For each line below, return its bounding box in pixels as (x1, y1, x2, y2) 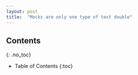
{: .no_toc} (6, 51, 31, 59)
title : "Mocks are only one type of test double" (6, 14, 133, 20)
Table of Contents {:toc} (14, 63, 73, 70)
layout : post (6, 8, 38, 15)
